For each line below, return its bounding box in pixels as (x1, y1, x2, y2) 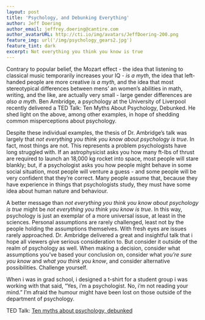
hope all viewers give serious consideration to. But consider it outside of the (6, 238, 198, 245)
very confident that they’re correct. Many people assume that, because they (6, 174, 198, 182)
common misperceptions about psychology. (6, 117, 117, 124)
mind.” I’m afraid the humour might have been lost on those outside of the (6, 288, 192, 296)
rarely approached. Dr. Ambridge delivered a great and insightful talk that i (6, 231, 193, 238)
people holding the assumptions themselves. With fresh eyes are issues (6, 225, 187, 232)
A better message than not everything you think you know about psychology (6, 199, 199, 206)
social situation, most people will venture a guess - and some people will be (6, 168, 197, 175)
